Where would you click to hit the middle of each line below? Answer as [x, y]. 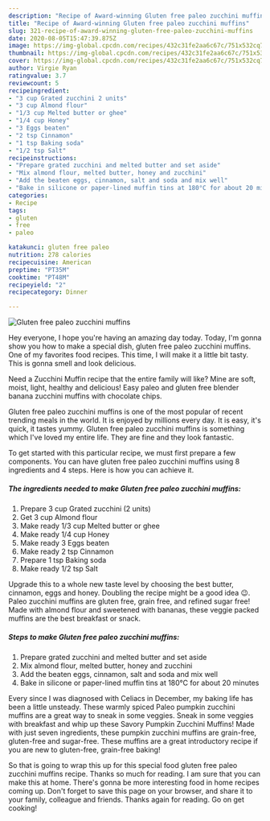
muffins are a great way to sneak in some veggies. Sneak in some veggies [131, 716]
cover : [19, 61]
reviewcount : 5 [34, 83]
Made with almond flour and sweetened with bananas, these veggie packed [134, 610]
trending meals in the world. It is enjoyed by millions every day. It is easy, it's [135, 420]
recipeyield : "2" [37, 285]
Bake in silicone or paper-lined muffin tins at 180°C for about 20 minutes [139, 683]
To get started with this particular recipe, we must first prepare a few [122, 453]
